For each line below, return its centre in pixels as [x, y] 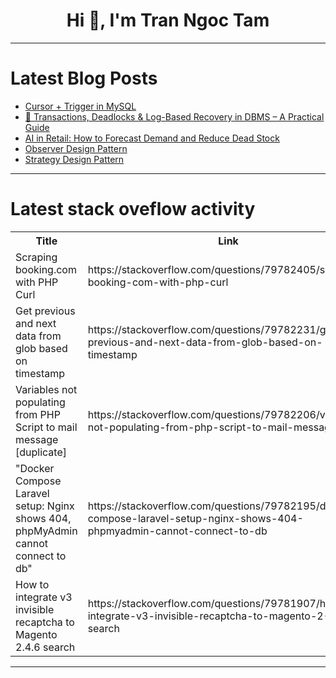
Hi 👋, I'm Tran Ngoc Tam [168, 20]
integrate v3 [44, 597]
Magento [36, 634]
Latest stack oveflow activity [133, 209]
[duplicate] [41, 452]
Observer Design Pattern [76, 148]
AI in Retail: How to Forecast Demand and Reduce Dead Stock [152, 138]
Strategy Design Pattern [74, 159]
